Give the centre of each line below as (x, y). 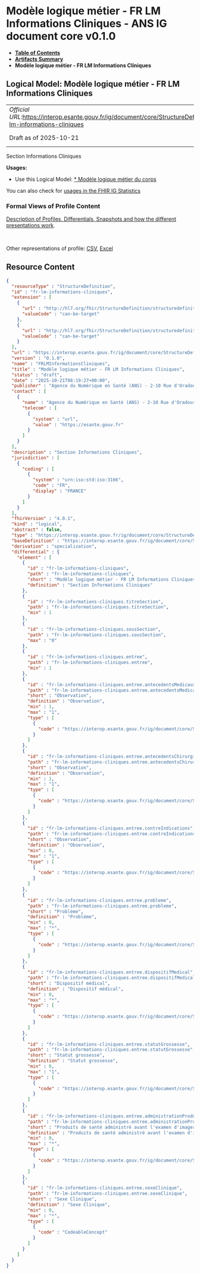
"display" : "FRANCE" (59, 491)
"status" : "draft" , (37, 375)
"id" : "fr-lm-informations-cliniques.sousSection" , (94, 629)
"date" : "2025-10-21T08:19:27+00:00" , (61, 380)
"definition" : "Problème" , (62, 917)
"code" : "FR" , (51, 486)
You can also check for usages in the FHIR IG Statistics (74, 190)
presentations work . (31, 226)
